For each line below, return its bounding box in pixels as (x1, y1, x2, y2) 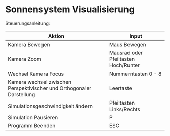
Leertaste (109, 85, 133, 92)
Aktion (48, 32, 65, 39)
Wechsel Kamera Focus (8, 70, 64, 77)
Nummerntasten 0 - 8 (109, 70, 162, 77)
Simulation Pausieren (8, 114, 58, 121)
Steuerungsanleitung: (5, 20, 50, 26)
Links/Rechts (109, 106, 140, 113)
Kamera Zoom (8, 55, 41, 62)
